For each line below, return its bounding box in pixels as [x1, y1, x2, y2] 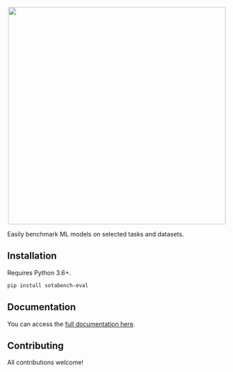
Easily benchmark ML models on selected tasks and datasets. [7, 230, 184, 238]
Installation [7, 250, 57, 262]
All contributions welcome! [7, 358, 83, 366]
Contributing [7, 339, 64, 351]
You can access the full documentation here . [7, 320, 136, 328]
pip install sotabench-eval [7, 282, 89, 289]
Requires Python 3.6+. [7, 268, 72, 277]
